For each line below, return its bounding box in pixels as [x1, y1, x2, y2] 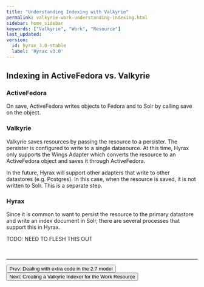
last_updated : [6, 31, 42, 38]
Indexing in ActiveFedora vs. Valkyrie [6, 71, 151, 81]
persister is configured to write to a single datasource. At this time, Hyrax [6, 144, 189, 151]
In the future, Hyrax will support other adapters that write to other [6, 169, 170, 176]
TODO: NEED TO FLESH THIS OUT [6, 236, 93, 243]
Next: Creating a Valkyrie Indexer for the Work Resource [9, 274, 135, 280]
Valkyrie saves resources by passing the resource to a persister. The [6, 137, 178, 145]
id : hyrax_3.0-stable [12, 43, 67, 49]
